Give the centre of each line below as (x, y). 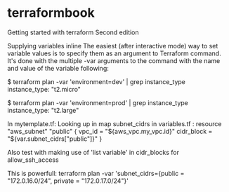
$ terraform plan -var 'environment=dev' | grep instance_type (97, 81)
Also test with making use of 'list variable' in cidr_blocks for (93, 152)
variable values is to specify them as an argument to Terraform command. (114, 53)
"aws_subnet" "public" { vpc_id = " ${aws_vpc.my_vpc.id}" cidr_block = (110, 131)
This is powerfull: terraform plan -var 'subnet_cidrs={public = (96, 173)
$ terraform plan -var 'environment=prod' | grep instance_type (98, 102)
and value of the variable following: (58, 68)
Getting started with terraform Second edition (73, 32)
